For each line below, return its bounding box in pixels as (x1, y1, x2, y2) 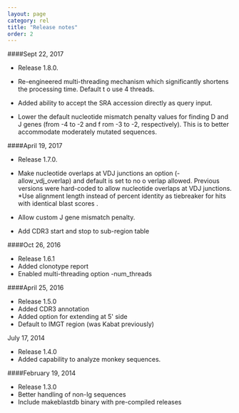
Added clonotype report (17, 262, 89, 271)
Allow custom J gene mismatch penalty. (17, 213, 136, 221)
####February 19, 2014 (7, 369, 76, 377)
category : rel (7, 17, 50, 24)
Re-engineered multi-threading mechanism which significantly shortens (17, 78, 229, 86)
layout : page (7, 10, 46, 18)
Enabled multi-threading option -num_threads (17, 270, 152, 278)
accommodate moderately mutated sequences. (17, 127, 157, 136)
